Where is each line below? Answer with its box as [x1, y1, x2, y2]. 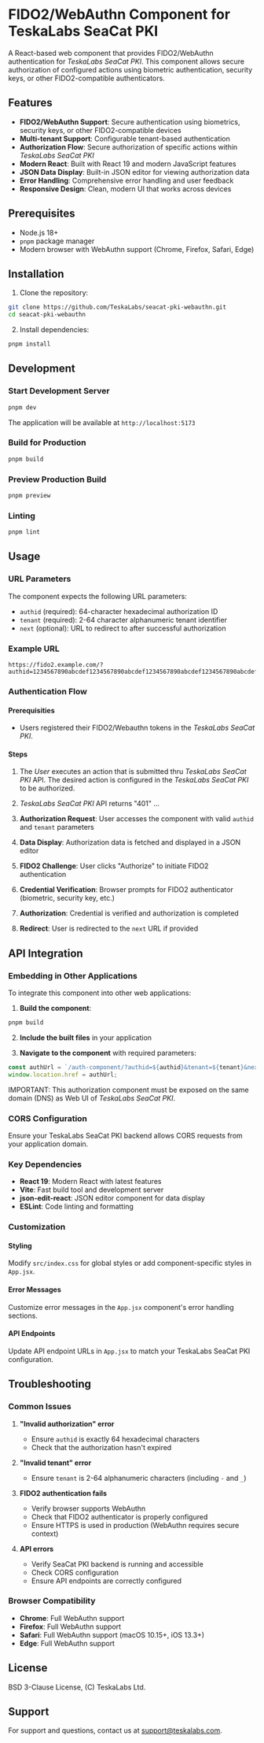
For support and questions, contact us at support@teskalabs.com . [8, 1726, 222, 1735]
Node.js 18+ [19, 228, 59, 237]
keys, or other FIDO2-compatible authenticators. [8, 73, 165, 83]
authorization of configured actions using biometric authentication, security [8, 65, 253, 74]
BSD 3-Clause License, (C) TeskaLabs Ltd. [8, 1682, 146, 1692]
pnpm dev [8, 403, 37, 411]
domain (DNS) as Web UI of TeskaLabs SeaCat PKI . [8, 1093, 175, 1103]
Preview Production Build [8, 474, 107, 485]
